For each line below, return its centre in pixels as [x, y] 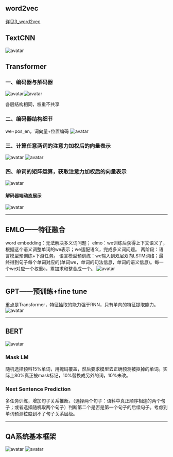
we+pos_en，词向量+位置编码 [37, 131]
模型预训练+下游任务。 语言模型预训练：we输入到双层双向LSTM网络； [84, 256]
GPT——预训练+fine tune [46, 291]
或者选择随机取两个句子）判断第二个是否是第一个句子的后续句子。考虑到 [91, 407]
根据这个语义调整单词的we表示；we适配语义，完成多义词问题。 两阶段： [82, 250]
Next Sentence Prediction [38, 389]
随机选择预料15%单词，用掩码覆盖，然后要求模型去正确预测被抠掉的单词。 [84, 369]
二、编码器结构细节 [29, 119]
